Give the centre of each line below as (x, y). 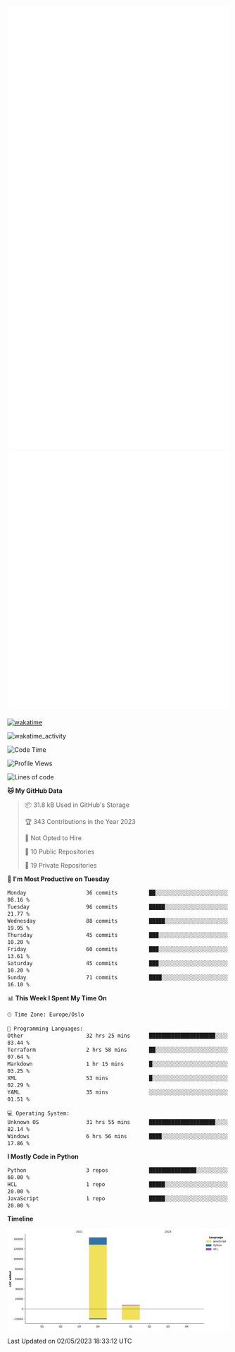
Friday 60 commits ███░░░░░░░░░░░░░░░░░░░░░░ (118, 950)
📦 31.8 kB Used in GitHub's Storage (77, 805)
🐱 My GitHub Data (35, 791)
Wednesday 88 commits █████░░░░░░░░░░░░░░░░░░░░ (118, 921)
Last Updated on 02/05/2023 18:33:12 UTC (70, 1341)
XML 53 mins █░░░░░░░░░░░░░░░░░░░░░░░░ (118, 1078)
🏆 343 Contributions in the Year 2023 (80, 822)
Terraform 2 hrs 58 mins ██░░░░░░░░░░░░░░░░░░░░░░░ (118, 1050)
